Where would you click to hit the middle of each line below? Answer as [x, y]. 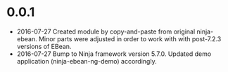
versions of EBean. [44, 46]
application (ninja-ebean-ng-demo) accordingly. [87, 61]
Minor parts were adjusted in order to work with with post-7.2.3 [130, 38]
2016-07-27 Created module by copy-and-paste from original [106, 31]
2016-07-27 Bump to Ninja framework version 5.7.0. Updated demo [114, 54]
